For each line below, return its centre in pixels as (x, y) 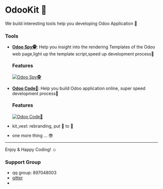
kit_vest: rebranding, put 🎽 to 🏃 (43, 126)
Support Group (23, 162)
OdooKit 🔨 (26, 10)
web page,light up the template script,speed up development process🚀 (83, 54)
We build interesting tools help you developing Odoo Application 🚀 (71, 23)
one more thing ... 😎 (33, 135)
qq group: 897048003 (34, 172)
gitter (17, 178)
